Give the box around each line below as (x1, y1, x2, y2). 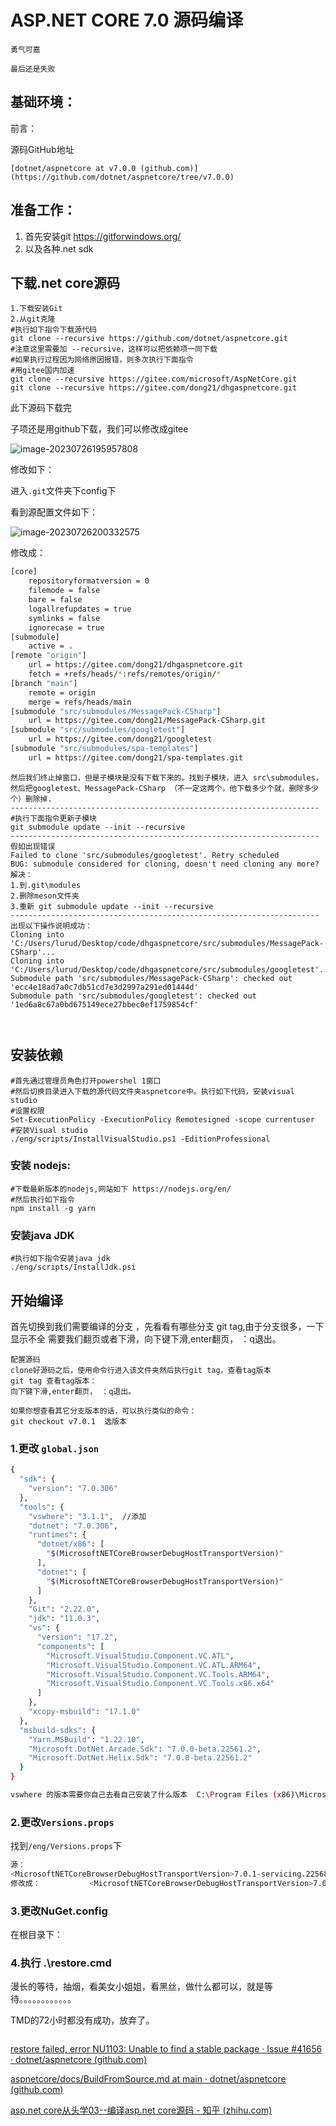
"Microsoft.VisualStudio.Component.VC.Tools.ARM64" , (46, 1669, 271, 1680)
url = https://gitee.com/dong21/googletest (28, 734, 213, 745)
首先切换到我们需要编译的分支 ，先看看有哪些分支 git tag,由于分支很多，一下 (10, 1320, 325, 1332)
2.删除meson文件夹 (10, 891, 80, 901)
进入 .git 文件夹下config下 (10, 485, 117, 497)
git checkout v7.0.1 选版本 (10, 1416, 128, 1426)
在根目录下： (10, 1929, 63, 1941)
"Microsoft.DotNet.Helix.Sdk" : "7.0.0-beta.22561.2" (28, 1753, 253, 1763)
